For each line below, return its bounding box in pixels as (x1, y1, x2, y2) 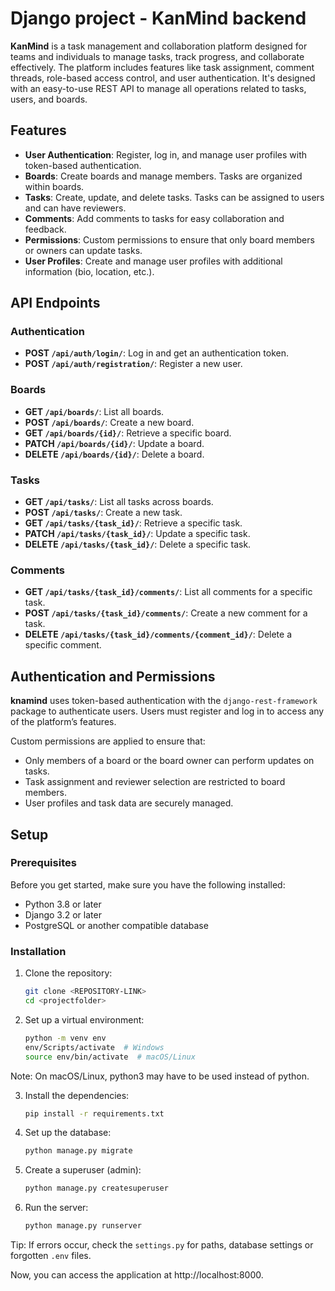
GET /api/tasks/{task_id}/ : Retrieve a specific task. (24, 517, 243, 529)
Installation (10, 944, 67, 958)
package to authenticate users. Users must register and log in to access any (10, 705, 325, 717)
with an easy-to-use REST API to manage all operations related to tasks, (10, 82, 307, 94)
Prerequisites (10, 856, 77, 870)
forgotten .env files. (10, 1250, 92, 1261)
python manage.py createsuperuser (24, 1183, 169, 1194)
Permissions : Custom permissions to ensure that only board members (24, 233, 315, 246)
